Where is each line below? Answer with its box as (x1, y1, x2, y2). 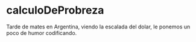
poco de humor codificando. (6, 29, 77, 36)
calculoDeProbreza (6, 4, 104, 17)
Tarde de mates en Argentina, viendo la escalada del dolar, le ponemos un (6, 23, 191, 30)
